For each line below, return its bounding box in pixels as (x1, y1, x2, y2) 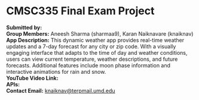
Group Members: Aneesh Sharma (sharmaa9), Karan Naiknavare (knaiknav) (6, 30, 194, 37)
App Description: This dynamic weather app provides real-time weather (6, 36, 185, 43)
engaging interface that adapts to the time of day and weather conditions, (6, 49, 188, 56)
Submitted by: (6, 24, 42, 31)
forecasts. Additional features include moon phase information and (6, 61, 171, 69)
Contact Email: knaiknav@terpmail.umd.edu (6, 87, 115, 94)
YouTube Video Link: (6, 74, 59, 82)
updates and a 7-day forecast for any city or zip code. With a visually (6, 43, 176, 50)
